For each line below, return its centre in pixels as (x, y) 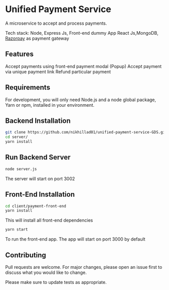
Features (19, 54)
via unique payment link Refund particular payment (58, 71)
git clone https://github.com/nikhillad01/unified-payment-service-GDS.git (86, 132)
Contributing (26, 255)
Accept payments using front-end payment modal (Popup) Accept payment (83, 66)
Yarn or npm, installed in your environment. (50, 105)
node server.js (21, 169)
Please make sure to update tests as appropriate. (56, 282)
